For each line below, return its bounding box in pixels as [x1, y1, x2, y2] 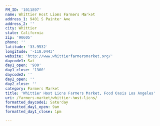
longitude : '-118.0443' [5, 49, 55, 54]
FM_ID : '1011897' [5, 7, 42, 12]
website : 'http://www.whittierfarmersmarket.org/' [5, 53, 113, 59]
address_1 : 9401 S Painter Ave [5, 16, 71, 21]
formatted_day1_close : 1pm [5, 109, 62, 115]
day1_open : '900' [5, 63, 42, 68]
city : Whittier [5, 26, 37, 31]
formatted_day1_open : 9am [5, 105, 59, 110]
